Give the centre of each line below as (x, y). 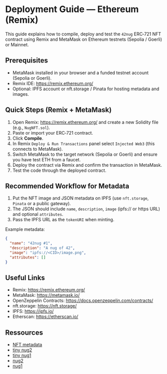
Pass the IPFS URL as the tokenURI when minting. (63, 220)
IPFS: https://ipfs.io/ (33, 311)
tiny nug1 (22, 355)
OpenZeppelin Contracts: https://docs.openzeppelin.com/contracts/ (83, 300)
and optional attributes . (38, 214)
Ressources (24, 332)
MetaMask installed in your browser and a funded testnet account (80, 73)
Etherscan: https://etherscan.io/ (45, 317)
